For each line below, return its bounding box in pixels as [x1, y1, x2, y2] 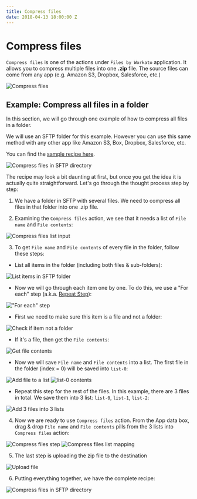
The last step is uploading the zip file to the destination [14, 452, 148, 459]
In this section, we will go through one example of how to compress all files [6, 115, 188, 122]
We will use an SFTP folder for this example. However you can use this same [6, 133, 191, 140]
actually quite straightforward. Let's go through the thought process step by [6, 180, 189, 187]
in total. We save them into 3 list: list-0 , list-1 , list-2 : [14, 394, 150, 401]
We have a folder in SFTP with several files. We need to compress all [14, 197, 181, 205]
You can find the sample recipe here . [6, 150, 96, 158]
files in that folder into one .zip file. [14, 203, 98, 210]
